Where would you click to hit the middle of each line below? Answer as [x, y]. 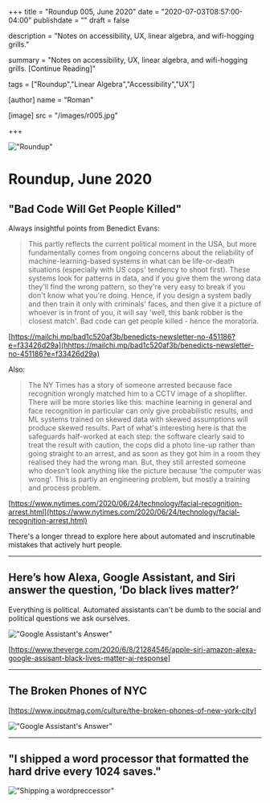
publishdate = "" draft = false [82, 20]
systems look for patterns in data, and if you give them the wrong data [144, 278]
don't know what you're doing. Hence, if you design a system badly [139, 295]
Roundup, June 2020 [80, 179]
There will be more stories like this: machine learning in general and [140, 402]
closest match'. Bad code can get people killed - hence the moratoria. [143, 321]
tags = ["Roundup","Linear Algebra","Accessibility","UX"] [102, 84]
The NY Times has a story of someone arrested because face [130, 385]
